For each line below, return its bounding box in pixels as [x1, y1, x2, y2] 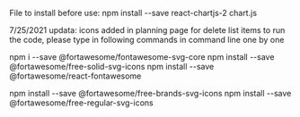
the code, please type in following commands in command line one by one [9, 35, 285, 45]
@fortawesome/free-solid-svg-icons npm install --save [9, 62, 215, 71]
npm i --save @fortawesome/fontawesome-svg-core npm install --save [9, 52, 275, 62]
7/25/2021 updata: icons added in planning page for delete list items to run [9, 25, 286, 35]
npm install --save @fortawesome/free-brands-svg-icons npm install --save [9, 88, 292, 98]
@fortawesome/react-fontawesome [9, 71, 142, 81]
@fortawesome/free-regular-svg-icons [9, 97, 154, 108]
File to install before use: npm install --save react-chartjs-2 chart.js [9, 8, 258, 18]
